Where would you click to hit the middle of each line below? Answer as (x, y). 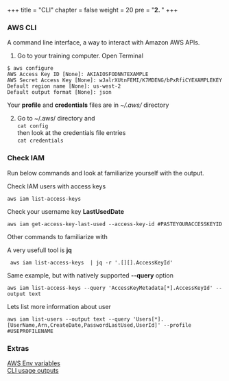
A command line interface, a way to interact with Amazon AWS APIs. (104, 42)
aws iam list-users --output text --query (69, 319)
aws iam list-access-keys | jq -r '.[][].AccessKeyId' (92, 262)
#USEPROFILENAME (30, 331)
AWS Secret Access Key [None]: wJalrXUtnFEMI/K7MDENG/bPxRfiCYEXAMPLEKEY (115, 81)
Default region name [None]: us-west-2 (64, 86)
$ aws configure (30, 69)
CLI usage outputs (33, 370)
